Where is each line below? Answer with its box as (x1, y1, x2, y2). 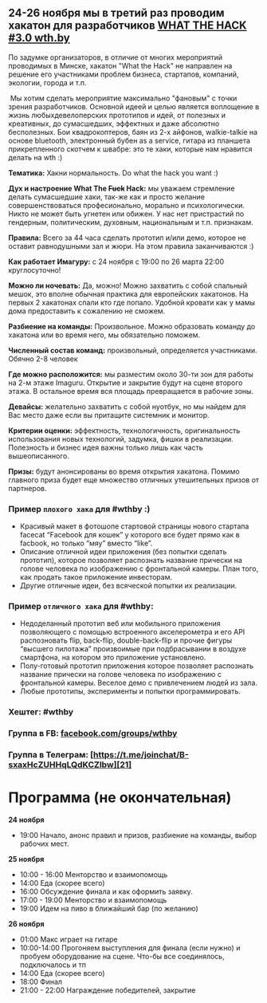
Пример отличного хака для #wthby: (8, 601, 154, 612)
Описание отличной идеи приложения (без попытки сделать (19, 547, 227, 557)
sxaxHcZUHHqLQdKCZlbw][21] (8, 759, 132, 770)
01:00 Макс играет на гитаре (19, 934, 118, 944)
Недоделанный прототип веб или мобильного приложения (19, 619, 221, 628)
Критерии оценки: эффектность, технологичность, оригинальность (8, 426, 241, 435)
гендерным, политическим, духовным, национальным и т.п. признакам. (8, 217, 253, 226)
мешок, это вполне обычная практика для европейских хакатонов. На (8, 289, 249, 298)
